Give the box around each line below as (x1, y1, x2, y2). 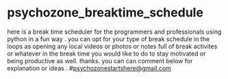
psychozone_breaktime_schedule (7, 5, 204, 21)
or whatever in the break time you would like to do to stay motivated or (7, 49, 207, 58)
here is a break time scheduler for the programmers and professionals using (7, 27, 222, 36)
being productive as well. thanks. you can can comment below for (7, 56, 193, 65)
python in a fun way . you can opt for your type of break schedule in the (7, 34, 210, 43)
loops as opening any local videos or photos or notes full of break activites (7, 42, 218, 50)
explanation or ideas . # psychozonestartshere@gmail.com (7, 64, 171, 72)
